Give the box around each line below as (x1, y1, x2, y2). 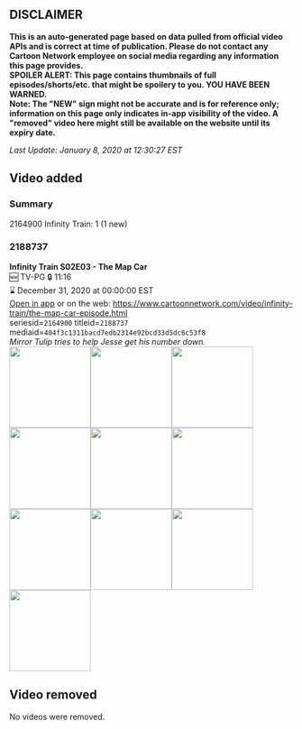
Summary (9, 198, 54, 210)
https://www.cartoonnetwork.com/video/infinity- (112, 298, 293, 309)
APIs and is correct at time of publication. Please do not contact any (9, 41, 269, 51)
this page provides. (9, 60, 84, 70)
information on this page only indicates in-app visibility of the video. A (9, 107, 279, 118)
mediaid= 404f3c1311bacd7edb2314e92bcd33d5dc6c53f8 (9, 327, 206, 337)
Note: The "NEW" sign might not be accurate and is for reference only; (9, 98, 279, 109)
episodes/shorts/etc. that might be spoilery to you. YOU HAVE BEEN (9, 78, 270, 89)
